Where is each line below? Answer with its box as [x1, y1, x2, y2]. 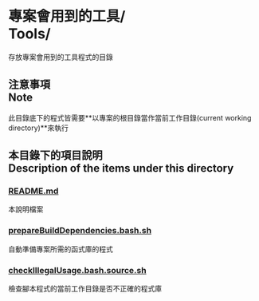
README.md [8, 185, 59, 196]
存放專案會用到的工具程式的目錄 [8, 52, 113, 61]
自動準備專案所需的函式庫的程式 [8, 244, 113, 254]
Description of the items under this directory [8, 161, 234, 176]
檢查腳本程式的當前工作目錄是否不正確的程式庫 [8, 284, 162, 294]
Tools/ [8, 25, 51, 43]
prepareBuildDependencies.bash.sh [8, 225, 152, 236]
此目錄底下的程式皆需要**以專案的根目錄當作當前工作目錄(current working [8, 113, 252, 122]
